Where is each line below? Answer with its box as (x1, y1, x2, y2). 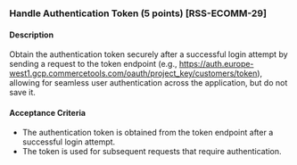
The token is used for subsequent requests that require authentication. (21, 146, 283, 157)
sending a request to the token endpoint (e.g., (9, 59, 177, 70)
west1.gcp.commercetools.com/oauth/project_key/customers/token (9, 68, 258, 78)
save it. (9, 87, 36, 98)
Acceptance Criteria (9, 107, 87, 118)
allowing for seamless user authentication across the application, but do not (9, 78, 288, 88)
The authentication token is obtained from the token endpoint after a (21, 128, 274, 138)
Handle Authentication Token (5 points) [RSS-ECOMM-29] (9, 7, 268, 20)
